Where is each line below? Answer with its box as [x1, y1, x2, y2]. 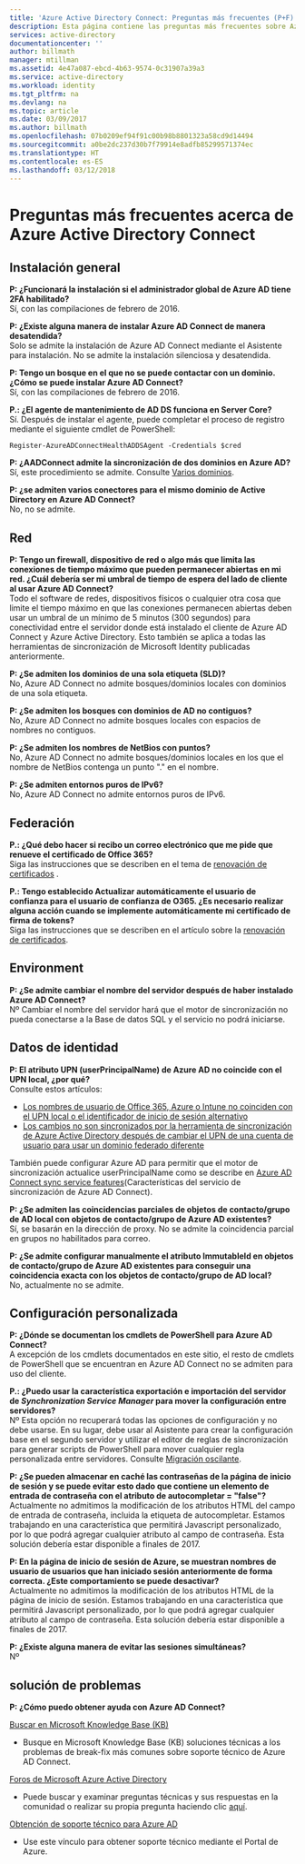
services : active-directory [9, 30, 116, 39]
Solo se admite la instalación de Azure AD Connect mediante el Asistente [9, 340, 283, 351]
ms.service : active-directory [9, 73, 124, 82]
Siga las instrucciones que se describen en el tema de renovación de [9, 859, 268, 869]
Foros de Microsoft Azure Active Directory [9, 1774, 168, 1785]
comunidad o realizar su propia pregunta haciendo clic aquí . [22, 1801, 248, 1812]
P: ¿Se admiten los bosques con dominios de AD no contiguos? [9, 705, 252, 716]
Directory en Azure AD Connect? [9, 494, 136, 505]
